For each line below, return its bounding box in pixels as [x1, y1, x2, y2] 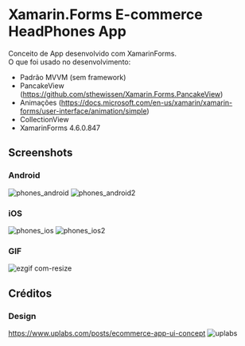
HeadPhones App [8, 22, 127, 40]
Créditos [8, 286, 52, 300]
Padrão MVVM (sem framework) [19, 72, 126, 82]
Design [8, 310, 37, 321]
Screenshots [8, 146, 73, 160]
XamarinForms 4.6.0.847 [19, 123, 101, 133]
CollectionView [19, 114, 69, 124]
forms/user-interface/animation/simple [19, 106, 147, 116]
